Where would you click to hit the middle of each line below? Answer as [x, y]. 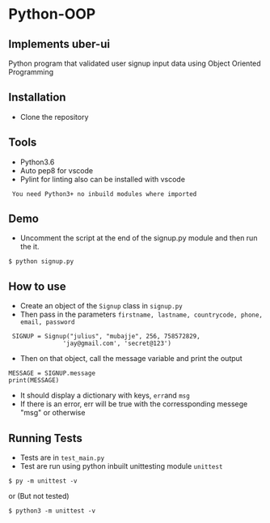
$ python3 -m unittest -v [52, 511]
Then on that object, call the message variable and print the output [131, 359]
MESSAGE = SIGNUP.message [52, 373]
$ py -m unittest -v [43, 481]
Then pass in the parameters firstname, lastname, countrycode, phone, [141, 315]
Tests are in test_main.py [62, 457]
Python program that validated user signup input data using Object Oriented [135, 63]
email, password [47, 322]
